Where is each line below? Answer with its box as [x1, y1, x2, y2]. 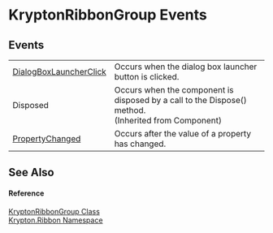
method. [114, 105, 146, 115]
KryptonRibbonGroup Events [8, 6, 207, 24]
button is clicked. [114, 71, 180, 82]
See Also [8, 166, 54, 179]
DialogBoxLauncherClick [12, 67, 107, 77]
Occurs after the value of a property [114, 128, 252, 139]
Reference [8, 188, 45, 198]
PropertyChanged [12, 133, 81, 144]
